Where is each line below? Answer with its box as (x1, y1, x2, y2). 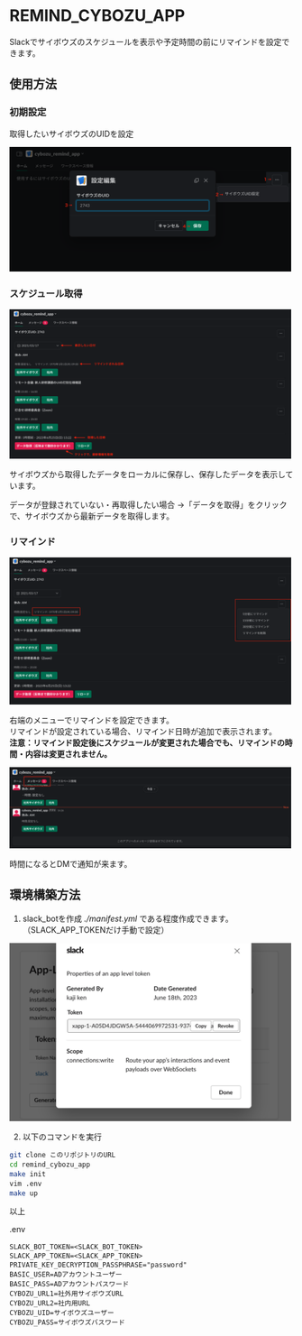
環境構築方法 (9, 888, 81, 903)
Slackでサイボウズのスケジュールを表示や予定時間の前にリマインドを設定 (9, 36, 282, 47)
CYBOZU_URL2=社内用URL (9, 1299, 91, 1308)
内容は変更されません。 (24, 749, 113, 760)
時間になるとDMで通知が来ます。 (9, 858, 133, 869)
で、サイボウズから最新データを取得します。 (9, 511, 175, 521)
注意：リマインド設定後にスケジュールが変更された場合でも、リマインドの (9, 737, 286, 749)
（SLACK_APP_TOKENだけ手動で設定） (22, 924, 169, 935)
